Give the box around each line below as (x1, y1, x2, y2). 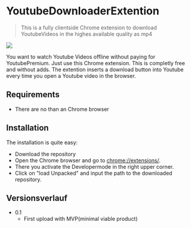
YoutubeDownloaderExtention (6, 4, 159, 18)
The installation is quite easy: (6, 139, 78, 146)
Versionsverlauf (6, 193, 67, 203)
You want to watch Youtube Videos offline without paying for (6, 53, 156, 60)
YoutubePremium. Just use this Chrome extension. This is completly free (6, 59, 185, 66)
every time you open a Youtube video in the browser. (6, 72, 136, 79)
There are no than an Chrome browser (14, 105, 109, 113)
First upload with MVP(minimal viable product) (23, 215, 138, 223)
